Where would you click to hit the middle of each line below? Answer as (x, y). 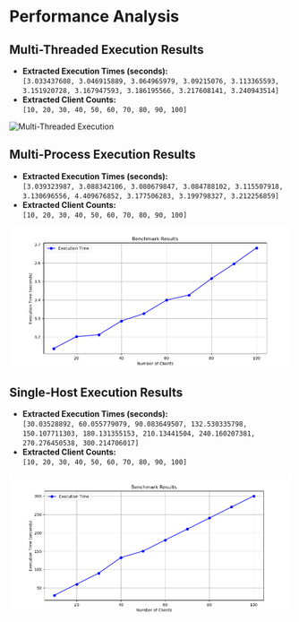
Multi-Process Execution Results (103, 155)
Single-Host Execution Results (96, 392)
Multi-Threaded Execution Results (107, 50)
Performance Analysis (94, 17)
